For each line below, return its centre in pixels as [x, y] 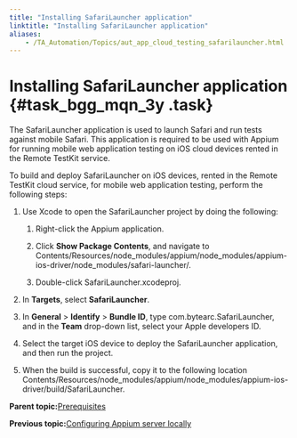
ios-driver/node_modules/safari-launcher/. [113, 265]
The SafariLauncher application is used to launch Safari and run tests [136, 130]
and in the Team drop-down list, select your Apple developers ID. [141, 327]
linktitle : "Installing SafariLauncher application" [109, 26]
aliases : [25, 34]
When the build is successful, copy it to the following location [134, 370]
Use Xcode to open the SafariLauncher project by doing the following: [150, 212]
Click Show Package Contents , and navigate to [122, 247]
